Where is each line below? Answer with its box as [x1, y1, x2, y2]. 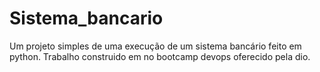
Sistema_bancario [9, 7, 164, 30]
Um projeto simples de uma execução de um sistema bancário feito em [9, 40, 302, 52]
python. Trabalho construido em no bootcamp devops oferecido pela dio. [9, 50, 311, 62]
